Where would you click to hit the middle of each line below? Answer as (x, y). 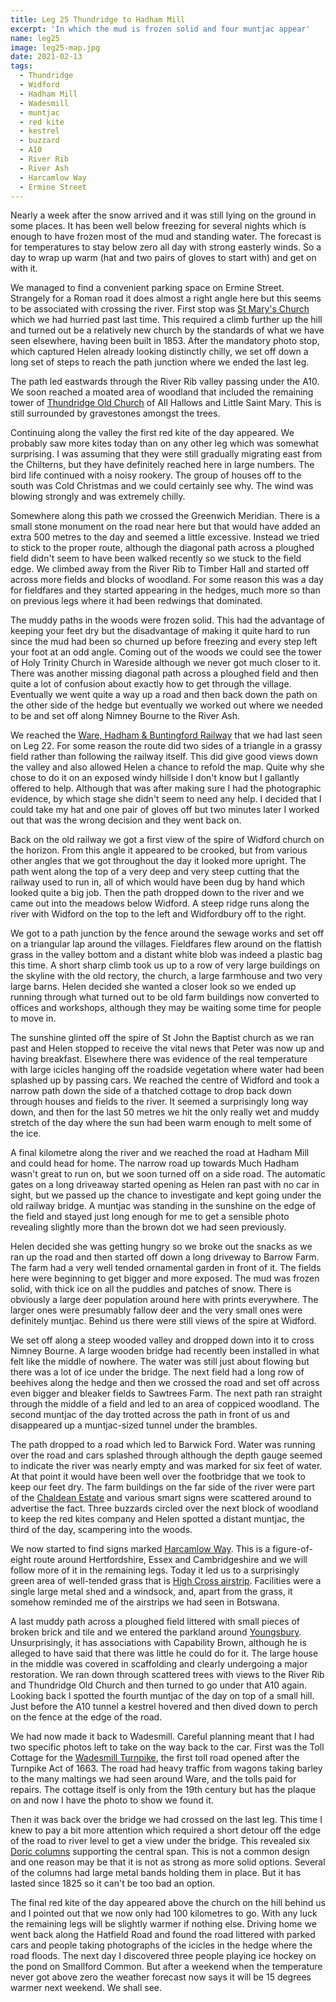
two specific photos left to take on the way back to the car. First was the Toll (167, 1747)
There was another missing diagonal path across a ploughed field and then (164, 673)
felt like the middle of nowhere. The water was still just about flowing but (160, 1362)
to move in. (33, 1018)
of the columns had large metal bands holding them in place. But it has (156, 1873)
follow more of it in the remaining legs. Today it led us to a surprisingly (155, 1570)
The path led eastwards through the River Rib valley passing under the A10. (165, 382)
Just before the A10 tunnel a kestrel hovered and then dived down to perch (164, 1707)
